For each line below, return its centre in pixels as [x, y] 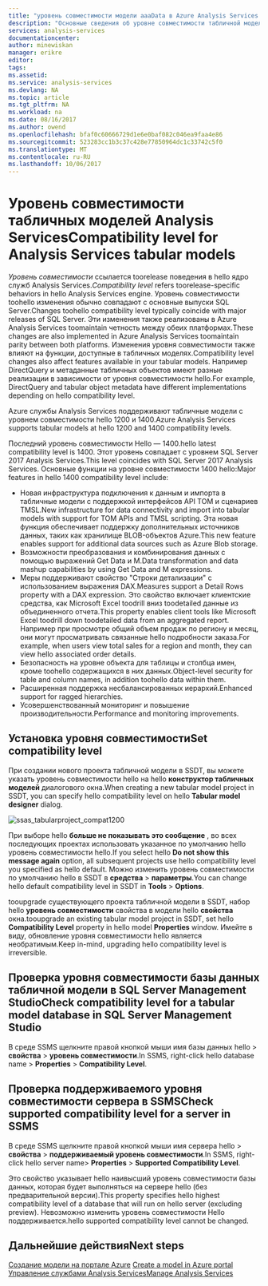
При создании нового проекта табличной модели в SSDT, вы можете [126, 770]
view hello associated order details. [78, 654]
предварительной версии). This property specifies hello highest [114, 1195]
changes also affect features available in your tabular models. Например [128, 362]
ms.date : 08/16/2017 [43, 120]
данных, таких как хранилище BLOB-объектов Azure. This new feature [138, 535]
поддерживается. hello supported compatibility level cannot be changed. [128, 1221]
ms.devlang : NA [33, 90]
